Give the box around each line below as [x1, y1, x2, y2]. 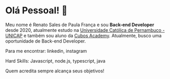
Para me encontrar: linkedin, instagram [5, 48, 87, 54]
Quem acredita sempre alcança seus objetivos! [5, 68, 104, 74]
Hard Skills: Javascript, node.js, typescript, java [5, 57, 106, 64]
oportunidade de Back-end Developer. [5, 38, 86, 44]
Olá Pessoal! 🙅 [5, 5, 68, 16]
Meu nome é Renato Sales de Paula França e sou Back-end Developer [5, 22, 155, 28]
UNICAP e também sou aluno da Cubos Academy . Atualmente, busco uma [5, 32, 162, 38]
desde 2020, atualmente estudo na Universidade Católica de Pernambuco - [5, 27, 165, 33]
